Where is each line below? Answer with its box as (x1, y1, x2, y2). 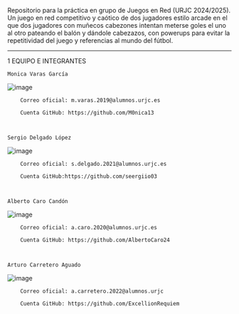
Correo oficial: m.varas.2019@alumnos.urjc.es (20, 97, 161, 104)
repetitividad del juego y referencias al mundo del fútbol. (7, 36, 174, 45)
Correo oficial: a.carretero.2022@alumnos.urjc (20, 288, 164, 295)
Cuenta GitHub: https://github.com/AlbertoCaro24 (20, 236, 171, 244)
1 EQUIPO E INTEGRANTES (7, 57, 87, 65)
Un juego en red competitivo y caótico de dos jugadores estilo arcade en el (7, 14, 228, 22)
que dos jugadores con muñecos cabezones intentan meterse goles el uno (7, 21, 226, 29)
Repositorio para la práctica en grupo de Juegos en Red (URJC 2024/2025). (7, 6, 231, 14)
